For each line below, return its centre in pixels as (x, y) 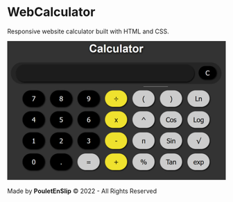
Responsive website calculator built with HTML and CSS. (88, 31)
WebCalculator (51, 12)
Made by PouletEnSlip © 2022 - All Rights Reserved (82, 191)
